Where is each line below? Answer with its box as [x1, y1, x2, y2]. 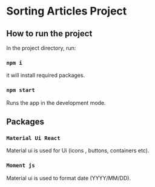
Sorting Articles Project [6, 4, 127, 18]
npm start [6, 87, 35, 94]
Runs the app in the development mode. [6, 99, 106, 107]
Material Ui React [6, 134, 61, 142]
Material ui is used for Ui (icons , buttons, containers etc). [6, 147, 150, 154]
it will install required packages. [6, 71, 85, 79]
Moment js [6, 162, 35, 169]
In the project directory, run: [6, 44, 76, 51]
